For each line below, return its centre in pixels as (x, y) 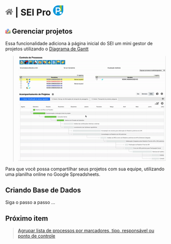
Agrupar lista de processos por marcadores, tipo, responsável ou (86, 231)
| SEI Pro (33, 12)
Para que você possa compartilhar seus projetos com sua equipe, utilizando (85, 169)
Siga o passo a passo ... (30, 202)
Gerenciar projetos (42, 31)
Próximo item (27, 218)
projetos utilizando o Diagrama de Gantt (47, 49)
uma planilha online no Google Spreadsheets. (53, 174)
